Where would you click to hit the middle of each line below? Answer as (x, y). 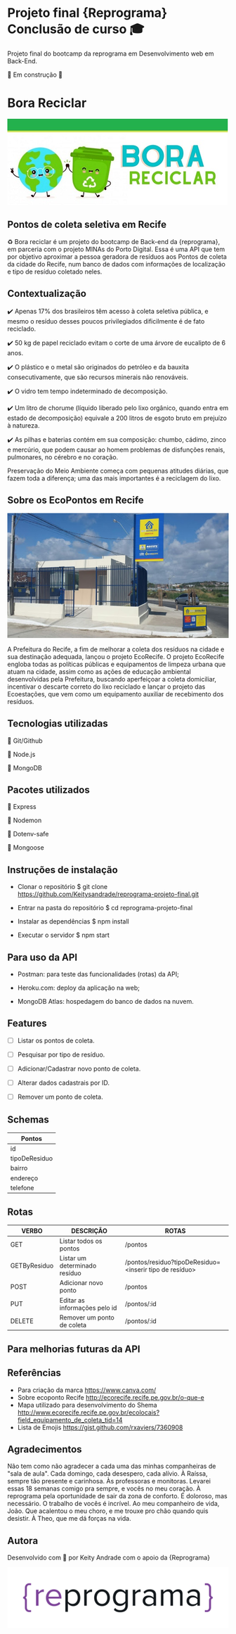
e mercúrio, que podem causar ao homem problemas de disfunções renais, (116, 449)
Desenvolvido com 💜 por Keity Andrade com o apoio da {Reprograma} (109, 1558)
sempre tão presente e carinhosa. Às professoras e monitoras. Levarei (109, 1481)
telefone (22, 1187)
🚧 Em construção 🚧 (35, 75)
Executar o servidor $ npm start (64, 935)
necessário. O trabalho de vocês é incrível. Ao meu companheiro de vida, (113, 1504)
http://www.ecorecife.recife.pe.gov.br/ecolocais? (88, 1412)
